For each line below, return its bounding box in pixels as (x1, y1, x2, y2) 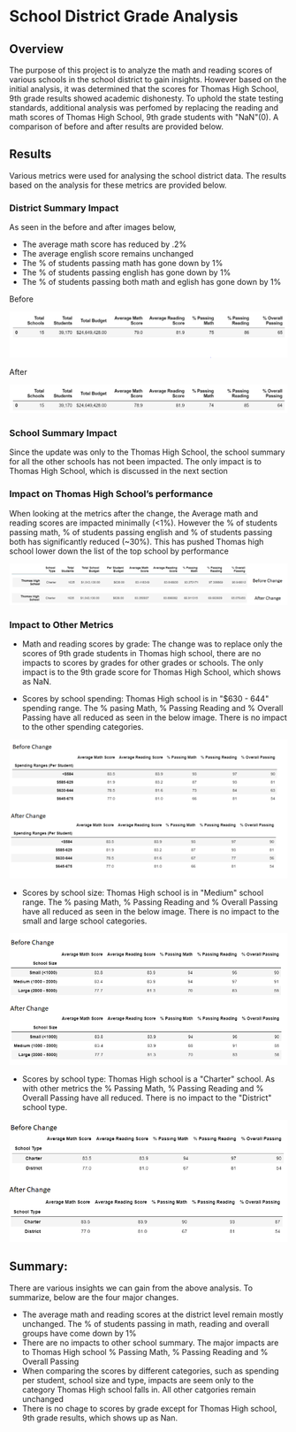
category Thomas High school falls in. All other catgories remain (21, 1384, 256, 1395)
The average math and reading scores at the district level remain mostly (21, 1309, 285, 1320)
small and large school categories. (21, 915, 148, 926)
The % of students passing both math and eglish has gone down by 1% (21, 277, 282, 287)
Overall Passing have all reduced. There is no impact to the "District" (21, 1092, 272, 1103)
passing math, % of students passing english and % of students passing (9, 526, 273, 537)
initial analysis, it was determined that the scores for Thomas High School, (9, 84, 279, 94)
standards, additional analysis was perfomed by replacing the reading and (9, 103, 279, 112)
